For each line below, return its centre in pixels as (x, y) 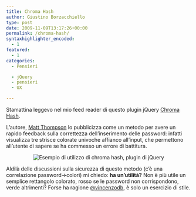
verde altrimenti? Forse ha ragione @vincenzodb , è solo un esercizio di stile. (98, 188)
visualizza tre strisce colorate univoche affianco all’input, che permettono (95, 140)
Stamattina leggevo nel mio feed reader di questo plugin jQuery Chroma (93, 110)
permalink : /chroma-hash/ (38, 34)
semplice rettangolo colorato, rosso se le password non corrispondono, (92, 181)
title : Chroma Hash (30, 11)
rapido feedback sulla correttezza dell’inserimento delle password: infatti (94, 133)
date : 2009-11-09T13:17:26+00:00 (47, 28)
